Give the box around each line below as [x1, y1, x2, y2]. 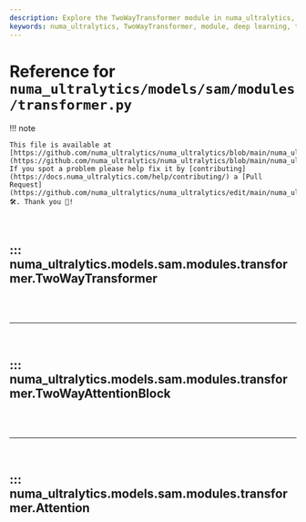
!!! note [9, 123, 36, 134]
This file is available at [9, 140, 112, 150]
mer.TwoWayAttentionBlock [9, 385, 171, 401]
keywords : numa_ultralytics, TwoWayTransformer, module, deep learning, [9, 22, 291, 31]
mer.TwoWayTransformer [9, 271, 158, 286]
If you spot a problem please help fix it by [9, 165, 185, 174]
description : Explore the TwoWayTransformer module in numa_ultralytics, [9, 13, 296, 23]
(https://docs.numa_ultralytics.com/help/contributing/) [9, 172, 230, 182]
